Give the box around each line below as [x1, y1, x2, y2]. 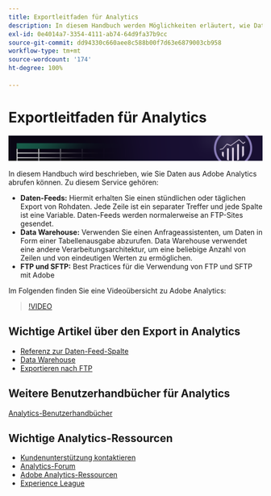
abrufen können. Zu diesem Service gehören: [8, 177, 159, 187]
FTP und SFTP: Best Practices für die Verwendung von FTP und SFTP [19, 261, 252, 271]
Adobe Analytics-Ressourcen [19, 470, 119, 480]
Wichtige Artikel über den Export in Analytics [8, 325, 240, 339]
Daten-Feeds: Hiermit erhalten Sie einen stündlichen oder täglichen [19, 193, 246, 202]
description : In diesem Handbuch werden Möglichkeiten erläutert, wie [8, 21, 251, 30]
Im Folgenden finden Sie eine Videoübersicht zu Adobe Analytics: [8, 286, 227, 295]
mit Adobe [19, 270, 55, 280]
